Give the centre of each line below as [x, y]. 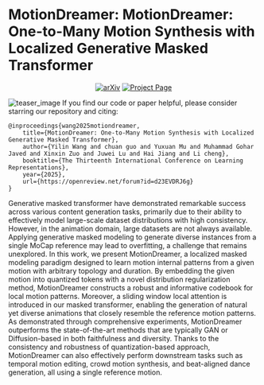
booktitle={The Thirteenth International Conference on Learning [133, 161]
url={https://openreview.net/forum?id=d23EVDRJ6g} [108, 181]
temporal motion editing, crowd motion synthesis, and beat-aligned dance [129, 364]
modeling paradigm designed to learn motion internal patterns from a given [131, 262]
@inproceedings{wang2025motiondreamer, [74, 126]
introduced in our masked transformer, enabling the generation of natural [128, 305]
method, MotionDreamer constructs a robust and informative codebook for [131, 287]
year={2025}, [44, 174]
